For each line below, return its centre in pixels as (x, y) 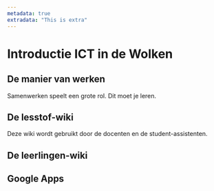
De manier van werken (56, 79)
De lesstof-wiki (40, 117)
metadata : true (29, 13)
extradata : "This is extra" (47, 20)
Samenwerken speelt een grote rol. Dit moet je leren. (82, 95)
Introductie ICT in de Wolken (90, 54)
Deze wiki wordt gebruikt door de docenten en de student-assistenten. (107, 134)
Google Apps (35, 179)
